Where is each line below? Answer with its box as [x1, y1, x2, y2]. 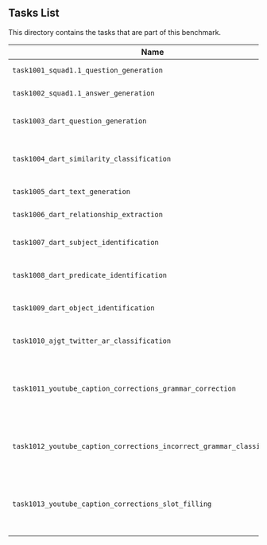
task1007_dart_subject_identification [12, 238, 159, 247]
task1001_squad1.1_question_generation [12, 65, 163, 75]
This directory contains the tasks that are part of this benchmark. [8, 27, 221, 37]
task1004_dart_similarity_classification [12, 154, 172, 163]
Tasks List [8, 6, 60, 20]
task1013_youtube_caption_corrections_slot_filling [12, 499, 212, 508]
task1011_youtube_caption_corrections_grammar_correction [12, 383, 237, 393]
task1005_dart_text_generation [12, 187, 131, 196]
